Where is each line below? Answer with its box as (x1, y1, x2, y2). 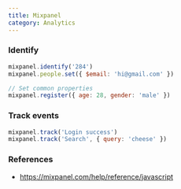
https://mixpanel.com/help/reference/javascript (19, 172, 174, 181)
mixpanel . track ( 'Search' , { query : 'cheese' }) (8, 135, 168, 143)
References (8, 154, 54, 165)
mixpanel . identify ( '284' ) (8, 62, 93, 71)
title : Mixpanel (8, 11, 61, 20)
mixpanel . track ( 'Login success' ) (8, 128, 118, 136)
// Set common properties (8, 84, 93, 92)
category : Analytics (8, 19, 76, 27)
